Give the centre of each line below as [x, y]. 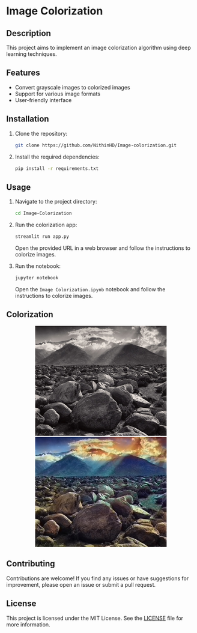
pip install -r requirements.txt [57, 168]
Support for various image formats [58, 94]
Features [23, 73]
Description [29, 33]
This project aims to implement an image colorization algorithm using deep [98, 47]
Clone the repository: [41, 133]
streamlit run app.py [42, 237]
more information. [28, 624]
